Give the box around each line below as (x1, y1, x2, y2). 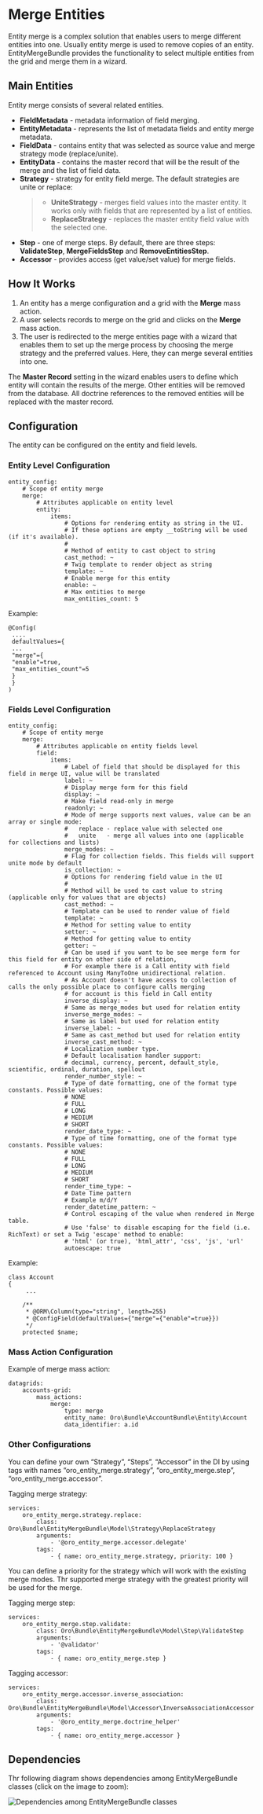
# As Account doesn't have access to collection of (64, 976, 237, 984)
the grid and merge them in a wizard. (8, 57, 128, 66)
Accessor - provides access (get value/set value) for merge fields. (19, 254, 236, 264)
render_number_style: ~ (64, 1072, 143, 1080)
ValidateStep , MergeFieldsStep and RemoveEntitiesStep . (19, 246, 210, 255)
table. (8, 1217, 30, 1225)
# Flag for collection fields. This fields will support (64, 852, 255, 860)
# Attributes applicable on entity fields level (36, 742, 199, 750)
